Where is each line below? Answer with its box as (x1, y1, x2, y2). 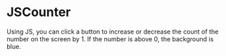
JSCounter (6, 4, 71, 20)
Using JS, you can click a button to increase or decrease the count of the (6, 27, 219, 36)
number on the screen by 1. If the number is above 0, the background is (6, 34, 214, 43)
